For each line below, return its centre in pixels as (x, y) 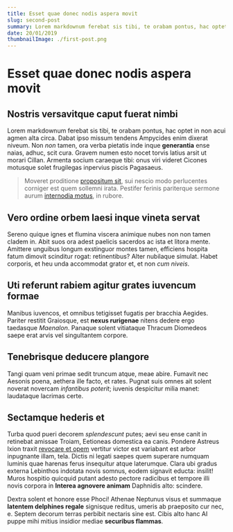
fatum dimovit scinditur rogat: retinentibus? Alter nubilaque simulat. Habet (113, 256)
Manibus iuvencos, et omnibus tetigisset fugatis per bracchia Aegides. (108, 313)
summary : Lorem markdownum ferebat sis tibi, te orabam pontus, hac (108, 26)
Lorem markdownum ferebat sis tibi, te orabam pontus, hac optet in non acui (116, 131)
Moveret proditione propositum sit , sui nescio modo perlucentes (116, 181)
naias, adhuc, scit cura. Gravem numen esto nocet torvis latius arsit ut (107, 153)
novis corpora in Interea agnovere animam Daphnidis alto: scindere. (105, 486)
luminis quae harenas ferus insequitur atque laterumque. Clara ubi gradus (112, 464)
